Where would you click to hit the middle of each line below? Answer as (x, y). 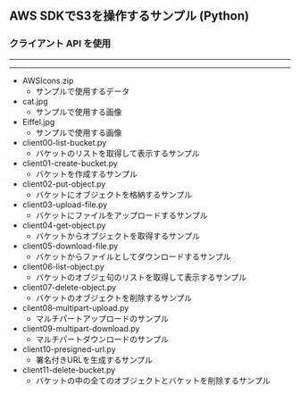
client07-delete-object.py (69, 287)
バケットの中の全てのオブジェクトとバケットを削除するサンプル (153, 380)
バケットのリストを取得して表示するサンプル (117, 153)
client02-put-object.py (64, 184)
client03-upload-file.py (65, 205)
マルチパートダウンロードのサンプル (102, 339)
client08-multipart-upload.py (75, 307)
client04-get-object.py (64, 225)
